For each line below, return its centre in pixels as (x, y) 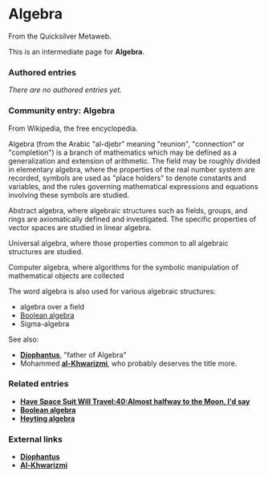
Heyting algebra (47, 418)
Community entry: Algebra (61, 111)
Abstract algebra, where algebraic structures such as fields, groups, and (128, 210)
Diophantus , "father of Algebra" (73, 354)
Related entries (39, 384)
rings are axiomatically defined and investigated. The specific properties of (132, 219)
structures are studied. (46, 251)
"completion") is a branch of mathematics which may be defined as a (123, 152)
